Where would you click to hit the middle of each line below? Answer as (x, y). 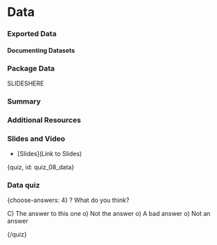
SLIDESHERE (26, 83)
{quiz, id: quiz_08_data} (41, 167)
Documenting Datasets (41, 50)
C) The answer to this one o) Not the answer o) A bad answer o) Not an (109, 214)
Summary (24, 101)
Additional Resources (44, 120)
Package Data (31, 68)
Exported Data (32, 34)
